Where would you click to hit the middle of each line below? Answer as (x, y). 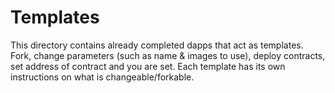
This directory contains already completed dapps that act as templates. (157, 45)
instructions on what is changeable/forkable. (102, 77)
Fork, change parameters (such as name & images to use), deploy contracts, (168, 55)
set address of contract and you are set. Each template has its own (148, 66)
